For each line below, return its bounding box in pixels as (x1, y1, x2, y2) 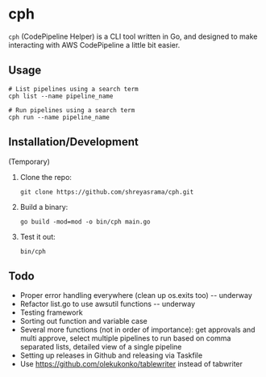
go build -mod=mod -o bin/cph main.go (19, 217, 151, 226)
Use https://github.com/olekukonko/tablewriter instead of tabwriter (19, 359, 243, 369)
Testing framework (19, 308, 83, 317)
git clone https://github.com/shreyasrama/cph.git (19, 187, 194, 196)
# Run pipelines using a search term (8, 106, 135, 114)
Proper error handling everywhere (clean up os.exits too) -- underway (19, 291, 252, 300)
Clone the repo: (19, 172, 73, 182)
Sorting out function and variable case (19, 316, 148, 326)
